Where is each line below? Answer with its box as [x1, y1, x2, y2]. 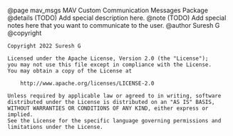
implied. [7, 111, 33, 118]
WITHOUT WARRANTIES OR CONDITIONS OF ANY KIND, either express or [7, 105, 209, 112]
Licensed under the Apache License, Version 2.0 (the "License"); [7, 55, 209, 62]
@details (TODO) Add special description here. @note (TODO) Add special [7, 14, 227, 22]
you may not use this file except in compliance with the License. [7, 61, 212, 68]
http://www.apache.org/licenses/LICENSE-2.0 [20, 80, 155, 87]
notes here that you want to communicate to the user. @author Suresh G [7, 21, 220, 29]
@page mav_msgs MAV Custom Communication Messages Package [7, 6, 209, 14]
